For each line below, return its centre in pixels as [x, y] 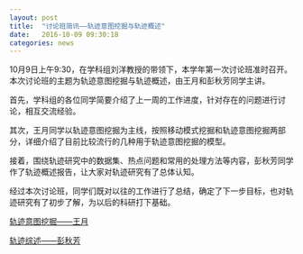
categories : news [42, 43]
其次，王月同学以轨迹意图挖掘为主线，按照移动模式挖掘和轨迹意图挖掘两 [143, 131]
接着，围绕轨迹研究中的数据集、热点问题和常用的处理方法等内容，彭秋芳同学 [151, 161]
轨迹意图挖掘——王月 [49, 222]
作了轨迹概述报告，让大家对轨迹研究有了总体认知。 [104, 172]
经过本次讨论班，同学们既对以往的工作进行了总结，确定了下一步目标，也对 [147, 191]
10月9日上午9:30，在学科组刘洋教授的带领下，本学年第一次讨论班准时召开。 [151, 69]
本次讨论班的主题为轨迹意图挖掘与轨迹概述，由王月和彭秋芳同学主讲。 [140, 81]
